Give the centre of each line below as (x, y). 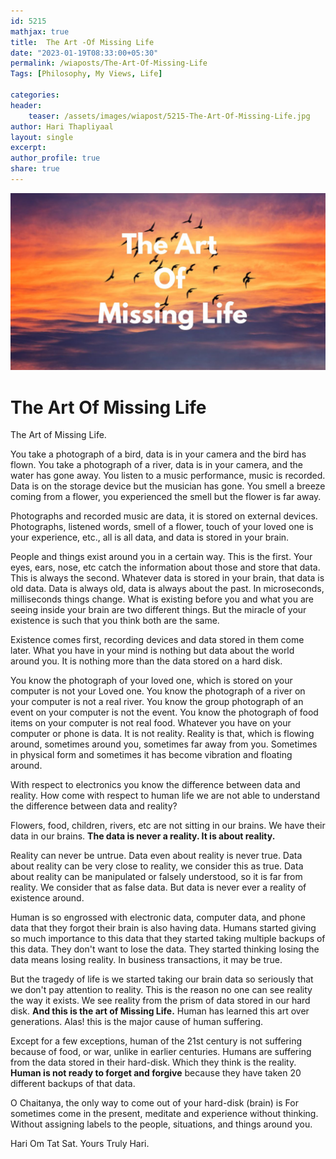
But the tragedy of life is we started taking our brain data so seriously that (162, 979)
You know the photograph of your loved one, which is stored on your (151, 681)
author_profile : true (55, 158)
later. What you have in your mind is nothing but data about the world (152, 651)
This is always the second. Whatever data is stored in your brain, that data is (167, 578)
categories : (35, 95)
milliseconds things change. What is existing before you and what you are (162, 599)
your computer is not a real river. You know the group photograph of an (157, 702)
